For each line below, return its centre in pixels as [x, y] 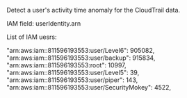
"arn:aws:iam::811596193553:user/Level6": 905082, [81, 50]
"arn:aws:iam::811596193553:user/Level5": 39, [73, 73]
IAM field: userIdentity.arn [44, 23]
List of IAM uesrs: [32, 37]
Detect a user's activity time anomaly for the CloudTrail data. [93, 10]
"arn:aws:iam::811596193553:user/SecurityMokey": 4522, [89, 87]
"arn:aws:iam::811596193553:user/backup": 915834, [81, 58]
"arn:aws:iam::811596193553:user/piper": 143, [72, 80]
